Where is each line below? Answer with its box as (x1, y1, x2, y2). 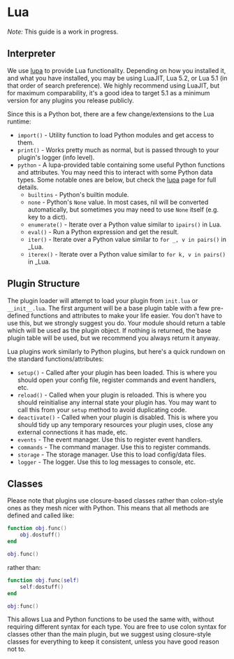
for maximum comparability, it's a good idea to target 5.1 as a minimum (7, 88, 210, 97)
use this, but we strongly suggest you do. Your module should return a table (7, 318, 226, 327)
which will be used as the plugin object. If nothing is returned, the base (7, 326, 212, 334)
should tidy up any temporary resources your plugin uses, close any (17, 420, 214, 428)
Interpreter (7, 48, 56, 60)
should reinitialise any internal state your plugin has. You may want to (17, 398, 217, 407)
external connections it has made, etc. (17, 428, 128, 436)
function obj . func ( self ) (7, 576, 80, 584)
